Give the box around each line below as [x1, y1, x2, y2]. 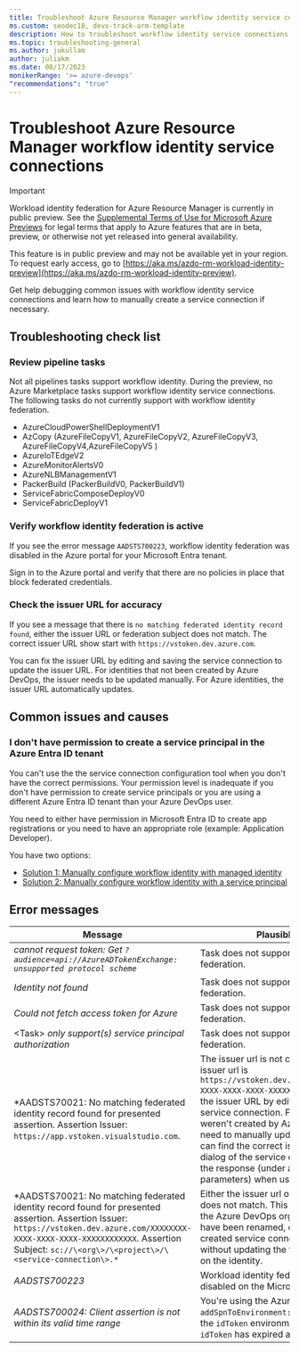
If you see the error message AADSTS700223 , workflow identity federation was [9, 540, 290, 551]
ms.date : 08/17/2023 [9, 63, 86, 72]
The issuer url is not [199, 1053, 283, 1066]
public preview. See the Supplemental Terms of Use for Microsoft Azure [9, 211, 273, 223]
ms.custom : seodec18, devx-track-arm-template [9, 21, 185, 30]
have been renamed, [199, 1221, 287, 1233]
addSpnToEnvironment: [199, 1307, 292, 1318]
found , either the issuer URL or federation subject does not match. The [9, 628, 267, 639]
